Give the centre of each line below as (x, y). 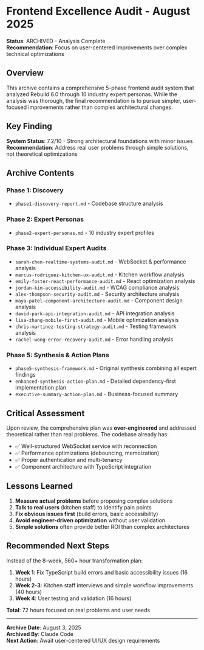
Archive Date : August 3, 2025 (44, 627)
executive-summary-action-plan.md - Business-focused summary (96, 394)
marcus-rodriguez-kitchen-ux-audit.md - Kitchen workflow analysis (100, 274)
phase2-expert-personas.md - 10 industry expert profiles (85, 232)
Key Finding (29, 126)
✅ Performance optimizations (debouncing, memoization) (87, 453)
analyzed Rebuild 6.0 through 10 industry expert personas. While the (92, 94)
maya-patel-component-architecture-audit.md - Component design (99, 300)
